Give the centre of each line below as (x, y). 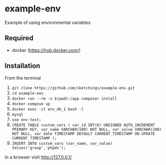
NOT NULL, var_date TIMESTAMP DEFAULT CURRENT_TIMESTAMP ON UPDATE (83, 134)
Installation (22, 66)
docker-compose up (31, 104)
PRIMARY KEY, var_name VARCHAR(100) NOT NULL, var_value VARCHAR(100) (87, 129)
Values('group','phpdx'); (39, 148)
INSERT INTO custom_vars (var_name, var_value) (62, 143)
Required (19, 38)
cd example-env (28, 93)
